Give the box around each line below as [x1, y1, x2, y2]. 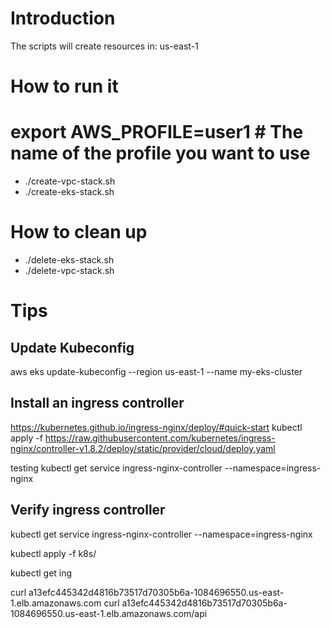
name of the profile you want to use [10, 142, 311, 165]
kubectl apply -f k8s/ [10, 547, 97, 559]
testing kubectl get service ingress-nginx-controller [10, 462, 223, 474]
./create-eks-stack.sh [24, 186, 115, 198]
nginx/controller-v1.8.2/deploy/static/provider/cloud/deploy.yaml [10, 442, 276, 454]
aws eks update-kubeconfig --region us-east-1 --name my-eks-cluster [10, 366, 303, 377]
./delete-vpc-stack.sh [24, 265, 115, 276]
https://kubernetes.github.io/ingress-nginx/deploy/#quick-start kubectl [10, 421, 303, 433]
